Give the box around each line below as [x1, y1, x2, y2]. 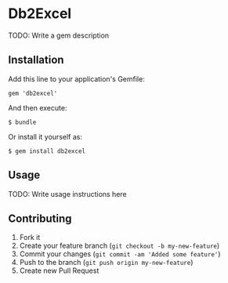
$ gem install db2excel [8, 147, 86, 155]
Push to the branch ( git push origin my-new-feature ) [19, 258, 194, 267]
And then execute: [8, 103, 67, 112]
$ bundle [8, 118, 37, 126]
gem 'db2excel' [8, 89, 58, 97]
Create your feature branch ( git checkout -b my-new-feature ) [19, 241, 220, 251]
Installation [8, 53, 64, 67]
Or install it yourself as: [8, 132, 82, 141]
